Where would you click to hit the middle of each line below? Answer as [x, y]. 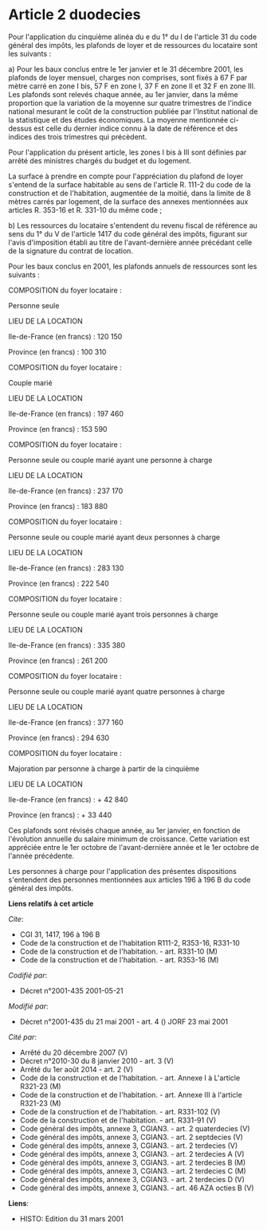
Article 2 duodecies [75, 15]
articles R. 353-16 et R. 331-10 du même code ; [85, 210]
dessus [20, 128]
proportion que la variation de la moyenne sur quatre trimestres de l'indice [130, 103]
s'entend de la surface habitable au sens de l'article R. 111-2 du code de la [130, 184]
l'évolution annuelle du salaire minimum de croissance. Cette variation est [129, 839]
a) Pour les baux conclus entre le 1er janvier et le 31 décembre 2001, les [126, 69]
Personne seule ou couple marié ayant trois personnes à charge [113, 614]
